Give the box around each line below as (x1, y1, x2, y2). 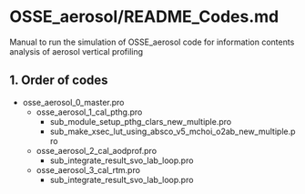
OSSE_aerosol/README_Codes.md (9, 6, 280, 27)
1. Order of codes (9, 73, 108, 88)
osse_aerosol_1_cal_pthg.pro (36, 107, 143, 117)
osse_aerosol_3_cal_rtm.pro (36, 164, 141, 175)
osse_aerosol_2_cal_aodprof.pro (36, 145, 158, 156)
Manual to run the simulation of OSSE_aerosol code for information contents (9, 36, 295, 47)
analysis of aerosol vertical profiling (9, 46, 144, 56)
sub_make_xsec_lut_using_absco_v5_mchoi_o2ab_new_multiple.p (49, 126, 296, 137)
